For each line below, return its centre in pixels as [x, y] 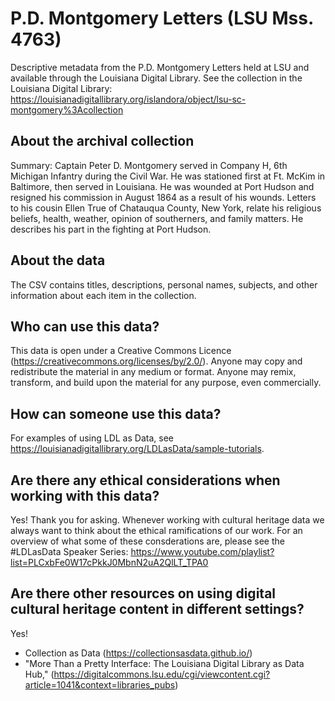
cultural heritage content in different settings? [157, 609]
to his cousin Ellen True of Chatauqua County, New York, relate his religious [166, 208]
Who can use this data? [85, 326]
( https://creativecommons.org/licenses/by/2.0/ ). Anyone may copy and [156, 361]
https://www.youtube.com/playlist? [202, 551]
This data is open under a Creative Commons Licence [121, 351]
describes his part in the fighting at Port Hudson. [111, 229]
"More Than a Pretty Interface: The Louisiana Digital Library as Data [164, 663]
